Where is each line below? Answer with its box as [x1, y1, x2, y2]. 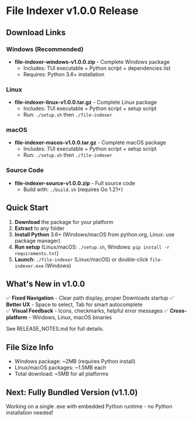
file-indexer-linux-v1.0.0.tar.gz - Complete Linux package [14, 99, 157, 106]
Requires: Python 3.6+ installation [23, 70, 105, 77]
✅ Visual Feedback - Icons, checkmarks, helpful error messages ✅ [6, 307, 168, 314]
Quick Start [6, 203, 49, 213]
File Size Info [6, 342, 54, 352]
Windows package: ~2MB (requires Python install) [14, 358, 136, 365]
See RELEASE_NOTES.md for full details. [6, 325, 104, 332]
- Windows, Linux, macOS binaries [28, 314, 112, 321]
